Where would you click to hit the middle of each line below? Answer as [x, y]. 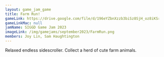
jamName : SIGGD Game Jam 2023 [36, 28]
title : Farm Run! [23, 14]
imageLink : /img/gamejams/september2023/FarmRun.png [60, 32]
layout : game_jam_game [28, 9]
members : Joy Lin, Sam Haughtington [42, 37]
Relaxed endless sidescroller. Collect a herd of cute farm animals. [71, 50]
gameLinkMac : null [24, 23]
